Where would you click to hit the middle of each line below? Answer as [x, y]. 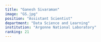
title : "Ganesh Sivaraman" [32, 9]
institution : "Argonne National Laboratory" [51, 28]
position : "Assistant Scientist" [39, 18]
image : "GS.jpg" [21, 14]
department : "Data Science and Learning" [48, 23]
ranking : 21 [17, 32]
